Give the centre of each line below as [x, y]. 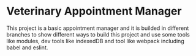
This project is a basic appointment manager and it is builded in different [98, 28]
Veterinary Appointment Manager [94, 11]
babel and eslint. [27, 47]
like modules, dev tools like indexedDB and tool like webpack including [96, 41]
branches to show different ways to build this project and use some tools [98, 34]
